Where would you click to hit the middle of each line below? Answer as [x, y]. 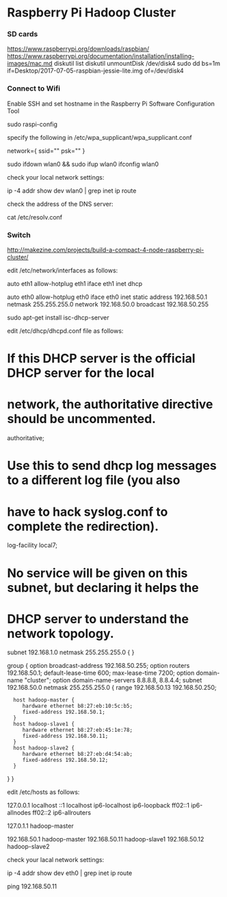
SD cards [23, 34]
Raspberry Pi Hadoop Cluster [92, 13]
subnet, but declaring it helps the [103, 587]
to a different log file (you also [94, 480]
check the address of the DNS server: [61, 204]
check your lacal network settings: [56, 860]
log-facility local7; [32, 545]
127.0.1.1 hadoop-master [40, 826]
